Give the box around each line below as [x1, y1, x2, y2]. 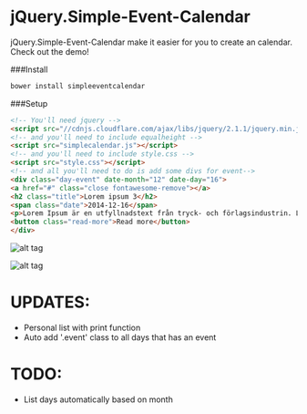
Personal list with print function [23, 322, 141, 333]
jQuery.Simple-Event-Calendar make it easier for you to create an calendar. [10, 36, 292, 47]
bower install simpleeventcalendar [10, 81, 146, 90]
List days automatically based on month [23, 394, 174, 405]
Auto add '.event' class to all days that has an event [23, 332, 217, 343]
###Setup [10, 98, 48, 109]
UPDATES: [10, 292, 90, 313]
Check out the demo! [10, 46, 89, 57]
